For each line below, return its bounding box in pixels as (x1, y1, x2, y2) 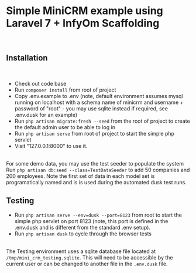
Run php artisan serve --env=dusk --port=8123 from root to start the (14, 211, 183, 218)
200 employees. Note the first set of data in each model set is (6, 172, 155, 180)
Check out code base (14, 80, 67, 87)
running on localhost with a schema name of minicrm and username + (14, 99, 184, 106)
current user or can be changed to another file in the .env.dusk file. (6, 260, 168, 267)
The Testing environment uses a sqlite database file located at (6, 248, 156, 255)
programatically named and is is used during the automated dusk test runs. (6, 178, 187, 186)
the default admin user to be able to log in (14, 123, 116, 130)
